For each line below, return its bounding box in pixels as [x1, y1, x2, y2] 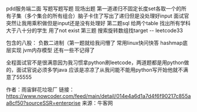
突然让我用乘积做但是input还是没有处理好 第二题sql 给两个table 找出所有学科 [6, 20, 191, 26]
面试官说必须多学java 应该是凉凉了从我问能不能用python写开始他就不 [16, 66, 184, 73]
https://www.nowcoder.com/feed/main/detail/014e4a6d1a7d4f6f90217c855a [6, 93, 191, 99]
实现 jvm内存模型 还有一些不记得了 [11, 47, 95, 54]
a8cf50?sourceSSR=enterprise [6, 100, 81, 106]
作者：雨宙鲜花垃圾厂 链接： [6, 86, 74, 93]
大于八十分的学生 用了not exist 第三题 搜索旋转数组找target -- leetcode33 [6, 27, 184, 34]
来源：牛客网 [81, 100, 113, 106]
